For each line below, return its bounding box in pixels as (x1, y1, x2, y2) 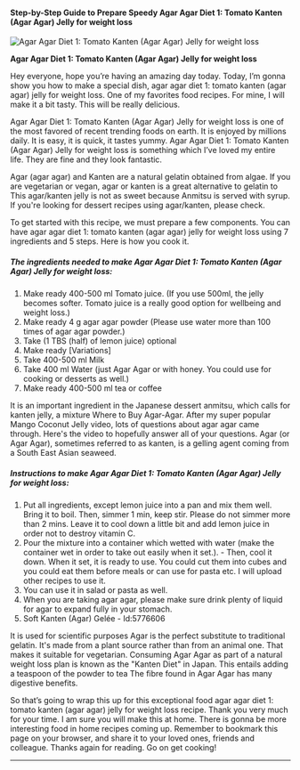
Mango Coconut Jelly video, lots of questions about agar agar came (10, 419, 260, 430)
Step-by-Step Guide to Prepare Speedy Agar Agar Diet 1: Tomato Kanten (10, 7, 283, 18)
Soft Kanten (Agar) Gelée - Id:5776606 (22, 613, 166, 624)
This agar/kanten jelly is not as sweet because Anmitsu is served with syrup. (10, 190, 290, 201)
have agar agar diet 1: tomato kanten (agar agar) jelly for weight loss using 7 (10, 227, 288, 238)
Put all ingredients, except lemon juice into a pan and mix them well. (22, 499, 272, 511)
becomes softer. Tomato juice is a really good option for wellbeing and (22, 298, 281, 309)
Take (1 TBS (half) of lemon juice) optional (22, 336, 177, 346)
